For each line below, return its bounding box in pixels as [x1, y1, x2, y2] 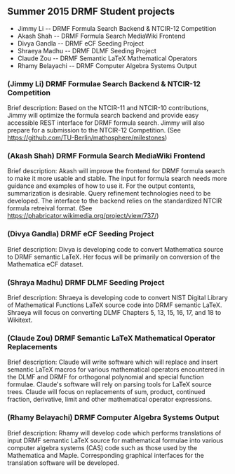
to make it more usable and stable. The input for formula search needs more [7, 175, 227, 183]
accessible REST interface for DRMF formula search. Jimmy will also [7, 118, 205, 127]
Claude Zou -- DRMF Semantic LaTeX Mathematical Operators [17, 54, 198, 62]
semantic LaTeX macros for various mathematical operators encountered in [7, 365, 225, 374]
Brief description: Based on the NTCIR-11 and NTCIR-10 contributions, [7, 104, 209, 112]
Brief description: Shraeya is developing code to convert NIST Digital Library [7, 294, 228, 302]
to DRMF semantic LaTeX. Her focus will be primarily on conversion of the [7, 252, 220, 261]
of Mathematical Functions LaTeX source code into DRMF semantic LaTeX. [7, 301, 222, 309]
